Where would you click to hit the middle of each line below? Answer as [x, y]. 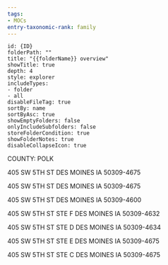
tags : [15, 14]
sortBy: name [26, 108]
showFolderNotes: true [41, 140]
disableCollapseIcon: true [47, 146]
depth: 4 [20, 72]
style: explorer [31, 78]
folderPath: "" [30, 53]
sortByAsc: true [31, 115]
